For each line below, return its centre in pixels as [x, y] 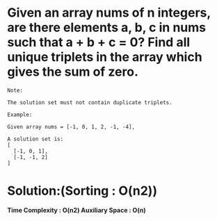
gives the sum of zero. [73, 72]
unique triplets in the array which [105, 57]
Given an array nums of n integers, [109, 13]
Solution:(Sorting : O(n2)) [82, 191]
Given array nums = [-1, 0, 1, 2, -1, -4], [71, 126]
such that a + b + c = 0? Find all [99, 42]
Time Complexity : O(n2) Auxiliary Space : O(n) [77, 210]
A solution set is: [35, 139]
